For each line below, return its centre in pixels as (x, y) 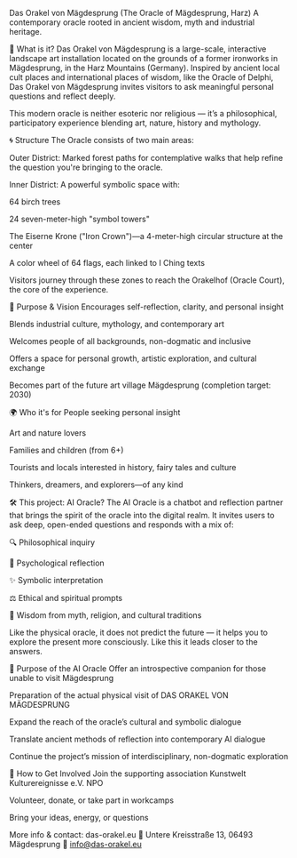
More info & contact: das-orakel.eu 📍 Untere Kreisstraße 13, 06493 (131, 834)
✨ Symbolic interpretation (56, 580)
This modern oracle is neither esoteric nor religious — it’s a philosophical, (143, 113)
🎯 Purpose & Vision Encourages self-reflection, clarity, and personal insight (146, 307)
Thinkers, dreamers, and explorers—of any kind (96, 485)
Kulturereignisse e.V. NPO (56, 783)
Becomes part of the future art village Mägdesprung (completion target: (140, 385)
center (21, 245)
